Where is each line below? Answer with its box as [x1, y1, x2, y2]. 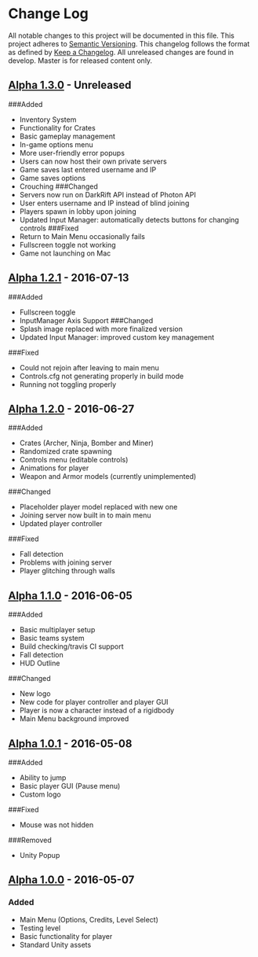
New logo [19, 689, 51, 698]
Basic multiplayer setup [19, 625, 96, 635]
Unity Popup [19, 851, 60, 859]
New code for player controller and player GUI [19, 698, 169, 707]
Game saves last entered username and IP [19, 164, 157, 174]
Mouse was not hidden [19, 820, 94, 830]
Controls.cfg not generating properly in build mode [19, 371, 184, 381]
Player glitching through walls [19, 566, 115, 576]
